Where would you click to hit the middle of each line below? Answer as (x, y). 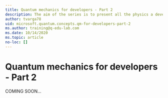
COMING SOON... (23, 91)
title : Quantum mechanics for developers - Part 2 (59, 10)
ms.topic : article (24, 38)
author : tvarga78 (23, 19)
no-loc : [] (16, 42)
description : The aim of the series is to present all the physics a (79, 14)
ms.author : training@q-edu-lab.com (42, 28)
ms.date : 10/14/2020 (27, 33)
